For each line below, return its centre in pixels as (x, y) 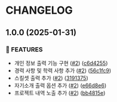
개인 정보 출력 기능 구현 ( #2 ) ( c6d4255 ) (61, 63)
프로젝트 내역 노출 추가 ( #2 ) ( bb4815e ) (60, 92)
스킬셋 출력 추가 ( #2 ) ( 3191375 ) (51, 78)
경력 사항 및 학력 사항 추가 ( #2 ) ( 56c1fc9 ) (63, 70)
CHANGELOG (39, 10)
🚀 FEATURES (24, 50)
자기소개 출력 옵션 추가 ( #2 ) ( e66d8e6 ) (60, 85)
